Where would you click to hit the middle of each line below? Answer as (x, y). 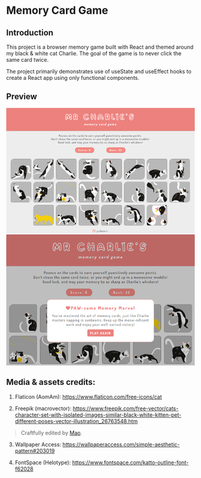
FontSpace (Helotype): (43, 462)
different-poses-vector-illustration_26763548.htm (76, 421)
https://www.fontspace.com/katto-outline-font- (130, 462)
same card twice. (28, 60)
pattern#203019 (35, 450)
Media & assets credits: (51, 382)
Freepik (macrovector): (43, 408)
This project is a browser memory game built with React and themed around (100, 47)
